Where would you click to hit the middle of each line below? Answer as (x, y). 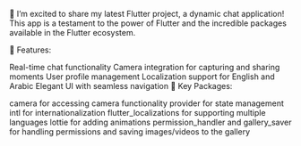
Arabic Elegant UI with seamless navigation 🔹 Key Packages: (121, 86)
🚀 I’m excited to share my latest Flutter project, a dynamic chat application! (147, 14)
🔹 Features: (30, 50)
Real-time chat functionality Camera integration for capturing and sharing (145, 67)
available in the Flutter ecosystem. (73, 32)
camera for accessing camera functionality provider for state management (147, 103)
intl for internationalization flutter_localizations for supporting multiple (138, 113)
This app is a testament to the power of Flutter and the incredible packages (148, 23)
